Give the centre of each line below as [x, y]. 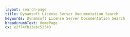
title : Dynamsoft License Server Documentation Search [62, 14]
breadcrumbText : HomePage [31, 23]
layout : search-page [26, 9]
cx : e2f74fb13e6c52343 [28, 27]
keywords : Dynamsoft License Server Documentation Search [65, 18]
